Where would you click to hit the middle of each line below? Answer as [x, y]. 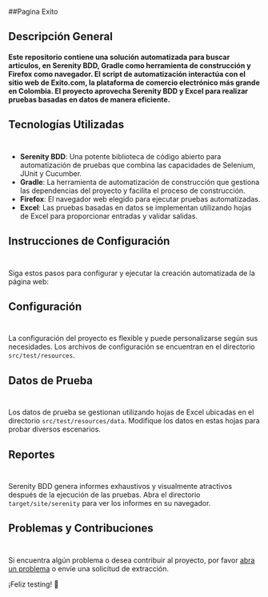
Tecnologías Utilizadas [66, 124]
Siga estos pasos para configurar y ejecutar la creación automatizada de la [132, 273]
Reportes [32, 454]
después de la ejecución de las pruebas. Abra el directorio [104, 495]
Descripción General [61, 36]
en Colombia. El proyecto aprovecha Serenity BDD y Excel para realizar [128, 90]
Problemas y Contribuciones [81, 529]
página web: [29, 281]
